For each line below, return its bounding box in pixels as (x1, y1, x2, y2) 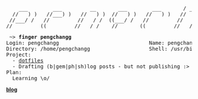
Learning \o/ (12, 75, 50, 81)
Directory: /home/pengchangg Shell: (6, 45, 168, 52)
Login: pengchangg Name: (6, 39, 165, 46)
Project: (6, 51, 31, 58)
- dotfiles (12, 57, 44, 64)
